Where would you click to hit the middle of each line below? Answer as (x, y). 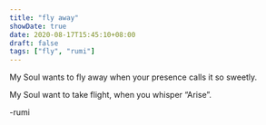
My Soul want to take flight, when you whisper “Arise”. (110, 95)
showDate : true (38, 26)
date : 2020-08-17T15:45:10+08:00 (73, 34)
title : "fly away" (44, 18)
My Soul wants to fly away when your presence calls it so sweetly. (133, 77)
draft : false (34, 43)
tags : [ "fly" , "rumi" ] (52, 52)
